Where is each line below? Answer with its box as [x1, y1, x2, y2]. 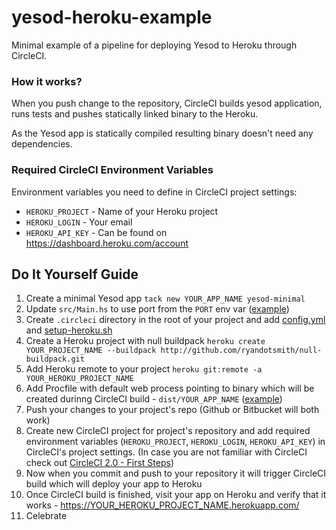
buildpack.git [25, 354, 85, 365]
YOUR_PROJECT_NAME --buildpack [25, 346, 157, 356]
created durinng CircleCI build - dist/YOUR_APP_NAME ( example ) [25, 393, 283, 405]
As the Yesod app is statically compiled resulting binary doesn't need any [11, 127, 314, 140]
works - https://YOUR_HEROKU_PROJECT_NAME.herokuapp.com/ [25, 499, 300, 511]
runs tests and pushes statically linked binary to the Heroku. [11, 108, 259, 120]
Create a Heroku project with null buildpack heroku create [25, 335, 266, 347]
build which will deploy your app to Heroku [25, 478, 203, 490]
